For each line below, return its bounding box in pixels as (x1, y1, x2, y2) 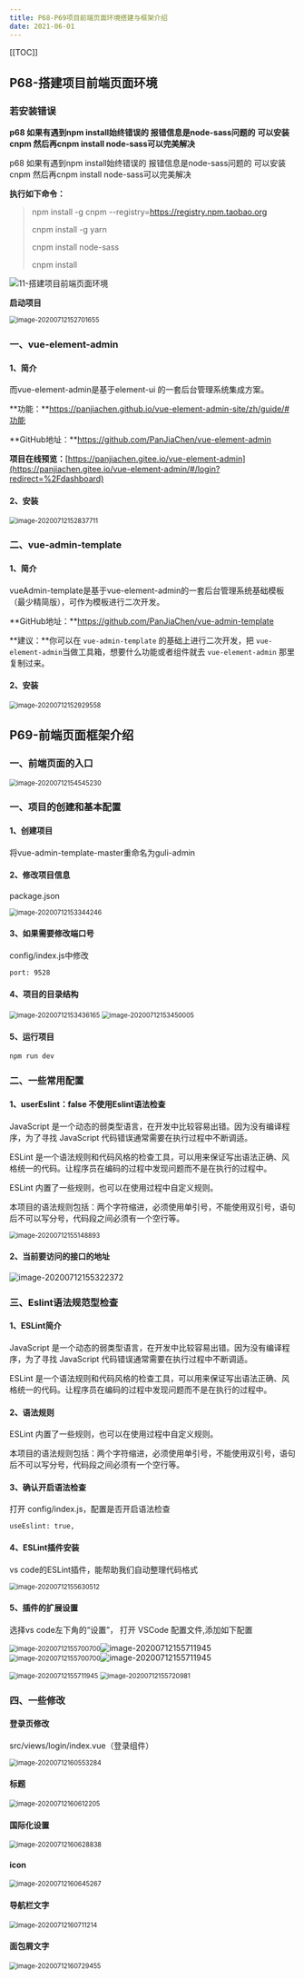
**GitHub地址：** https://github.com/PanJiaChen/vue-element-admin (9, 434, 272, 445)
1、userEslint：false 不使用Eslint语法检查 (9, 1098, 166, 1109)
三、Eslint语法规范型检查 (9, 1296, 119, 1309)
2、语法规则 (9, 1407, 54, 1418)
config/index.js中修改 (9, 950, 89, 961)
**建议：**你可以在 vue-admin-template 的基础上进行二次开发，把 (9, 635, 254, 646)
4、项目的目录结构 (9, 988, 79, 999)
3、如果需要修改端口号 (9, 928, 95, 939)
